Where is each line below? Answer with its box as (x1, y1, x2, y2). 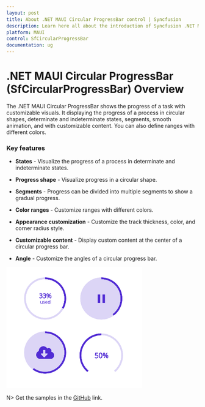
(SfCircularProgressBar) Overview (6, 83, 184, 96)
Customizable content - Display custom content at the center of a (15, 236, 182, 244)
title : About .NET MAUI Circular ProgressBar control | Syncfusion (6, 16, 182, 23)
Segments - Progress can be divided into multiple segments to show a (15, 188, 193, 195)
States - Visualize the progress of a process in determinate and (15, 158, 175, 165)
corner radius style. (15, 225, 65, 232)
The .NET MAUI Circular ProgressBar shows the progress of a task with (6, 102, 185, 110)
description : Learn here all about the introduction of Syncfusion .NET (6, 23, 195, 29)
